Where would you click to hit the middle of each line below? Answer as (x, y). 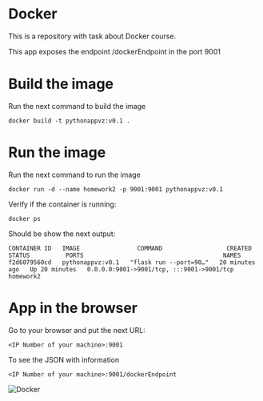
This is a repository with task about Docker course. (92, 36)
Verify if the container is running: (62, 204)
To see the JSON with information (64, 359)
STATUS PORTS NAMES (125, 255)
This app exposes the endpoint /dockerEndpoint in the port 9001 (115, 51)
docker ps (25, 219)
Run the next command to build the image (77, 106)
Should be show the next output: (62, 234)
